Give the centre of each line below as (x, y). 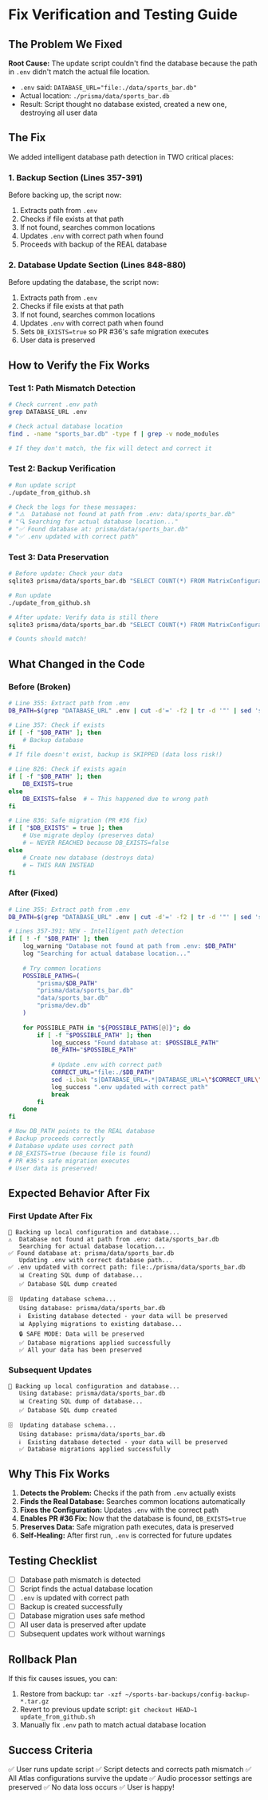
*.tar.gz (34, 1702)
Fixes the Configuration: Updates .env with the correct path (119, 1510)
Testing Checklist (53, 1560)
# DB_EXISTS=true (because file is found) (80, 1153)
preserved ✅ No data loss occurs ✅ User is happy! (91, 1787)
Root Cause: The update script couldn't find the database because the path (133, 63)
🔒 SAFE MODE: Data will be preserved (82, 1334)
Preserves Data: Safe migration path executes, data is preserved (126, 1527)
